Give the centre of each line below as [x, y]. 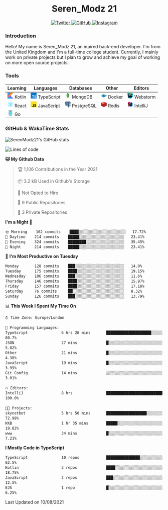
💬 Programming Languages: [32, 327]
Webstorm [145, 97]
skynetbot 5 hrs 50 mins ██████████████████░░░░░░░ [84, 413]
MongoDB [82, 97]
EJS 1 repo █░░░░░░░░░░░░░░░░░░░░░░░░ [84, 488]
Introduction [21, 36]
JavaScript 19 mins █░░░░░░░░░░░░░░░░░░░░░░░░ [84, 363]
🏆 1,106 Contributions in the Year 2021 [57, 169]
